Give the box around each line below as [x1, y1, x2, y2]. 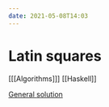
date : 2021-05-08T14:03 [8, 11, 89, 20]
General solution [8, 89, 63, 99]
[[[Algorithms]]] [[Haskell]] [8, 74, 97, 83]
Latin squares [8, 46, 103, 65]
